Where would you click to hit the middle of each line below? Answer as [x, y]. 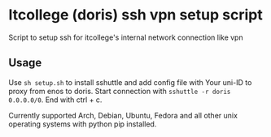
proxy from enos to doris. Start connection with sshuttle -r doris [120, 91]
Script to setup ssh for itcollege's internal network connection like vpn [126, 37]
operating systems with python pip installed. [83, 124]
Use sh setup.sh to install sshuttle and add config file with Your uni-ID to [130, 82]
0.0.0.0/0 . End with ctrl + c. [55, 100]
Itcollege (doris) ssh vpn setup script [135, 15]
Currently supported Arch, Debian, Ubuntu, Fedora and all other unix [123, 115]
